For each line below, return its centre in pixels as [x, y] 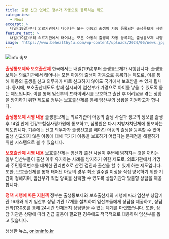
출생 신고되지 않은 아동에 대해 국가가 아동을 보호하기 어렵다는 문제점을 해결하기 [82, 136]
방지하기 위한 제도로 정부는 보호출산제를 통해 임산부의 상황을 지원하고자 [80, 100]
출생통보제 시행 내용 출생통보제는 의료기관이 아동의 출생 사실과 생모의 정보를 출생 [84, 117]
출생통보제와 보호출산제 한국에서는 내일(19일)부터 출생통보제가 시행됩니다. [77, 68]
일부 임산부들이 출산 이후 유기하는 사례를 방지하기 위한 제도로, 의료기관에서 [78, 159]
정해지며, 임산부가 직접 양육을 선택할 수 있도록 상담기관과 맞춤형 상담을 [83, 178]
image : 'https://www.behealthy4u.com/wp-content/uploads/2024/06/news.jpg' [86, 43]
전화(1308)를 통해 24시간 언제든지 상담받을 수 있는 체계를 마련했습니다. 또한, [80, 208]
